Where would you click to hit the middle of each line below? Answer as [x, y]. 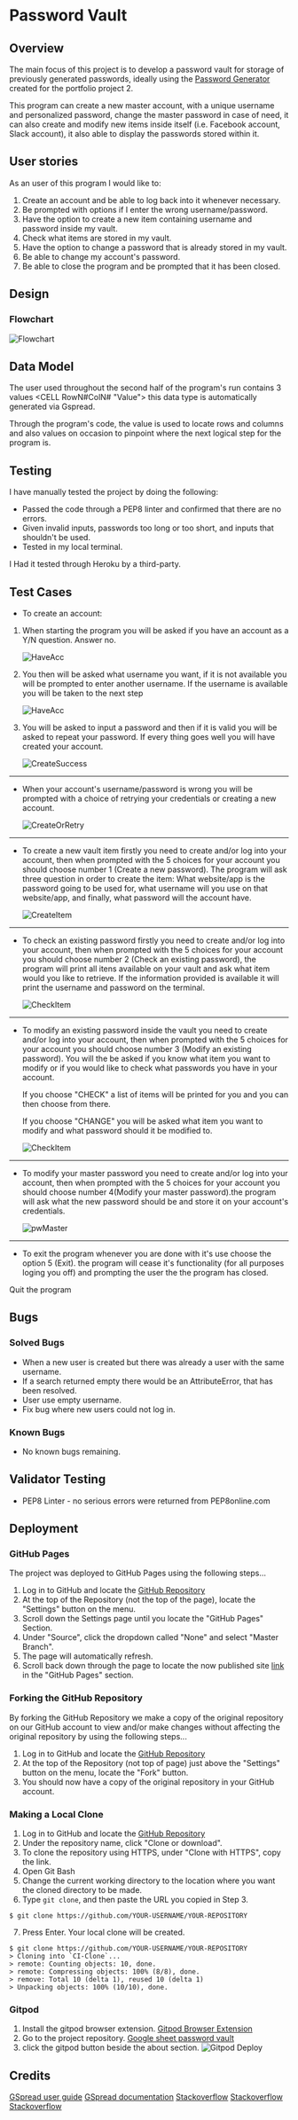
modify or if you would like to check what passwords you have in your [149, 1068]
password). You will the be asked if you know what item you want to [146, 1058]
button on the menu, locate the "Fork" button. [105, 1772]
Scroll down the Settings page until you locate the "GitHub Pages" [143, 1619]
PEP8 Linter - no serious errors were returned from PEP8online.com [146, 1501]
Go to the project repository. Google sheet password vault [128, 2038]
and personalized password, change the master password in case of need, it [149, 115]
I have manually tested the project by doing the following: [114, 492]
